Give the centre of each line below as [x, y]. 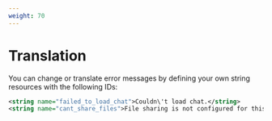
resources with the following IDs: [63, 86]
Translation [47, 55]
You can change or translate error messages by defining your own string [130, 78]
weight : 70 [27, 16]
